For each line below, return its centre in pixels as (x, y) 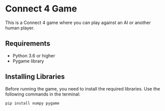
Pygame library (28, 61)
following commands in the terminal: (43, 94)
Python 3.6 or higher (34, 55)
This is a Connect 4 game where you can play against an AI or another (78, 22)
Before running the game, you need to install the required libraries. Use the (82, 88)
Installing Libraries (35, 77)
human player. (20, 27)
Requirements (28, 44)
